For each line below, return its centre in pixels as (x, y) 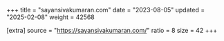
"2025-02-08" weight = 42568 (50, 17)
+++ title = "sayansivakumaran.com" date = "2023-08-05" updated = (106, 10)
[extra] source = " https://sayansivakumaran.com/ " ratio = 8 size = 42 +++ (112, 30)
